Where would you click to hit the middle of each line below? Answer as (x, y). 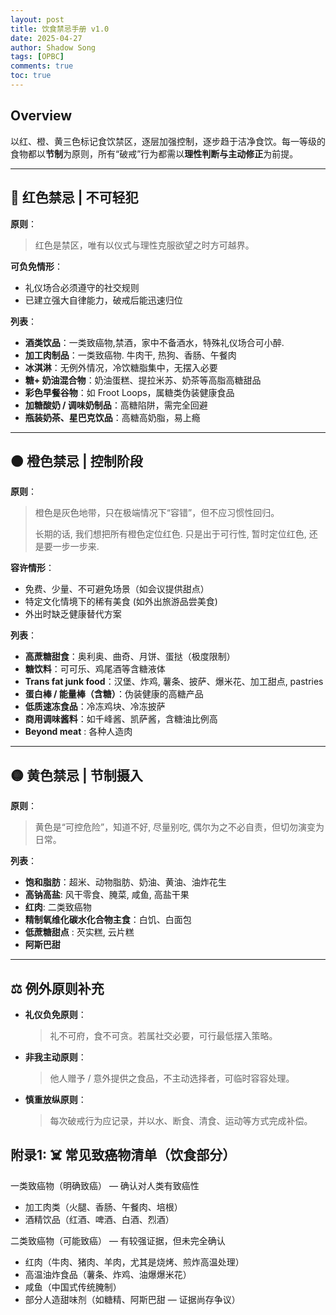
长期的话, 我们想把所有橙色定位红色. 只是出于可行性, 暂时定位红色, (170, 534)
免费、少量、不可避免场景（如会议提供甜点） (117, 589)
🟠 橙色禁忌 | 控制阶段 (76, 461)
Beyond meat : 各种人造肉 (78, 732)
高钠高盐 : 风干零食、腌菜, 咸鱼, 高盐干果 (107, 895)
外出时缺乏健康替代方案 (73, 614)
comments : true (42, 66)
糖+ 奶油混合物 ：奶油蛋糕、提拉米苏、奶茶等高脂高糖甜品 (143, 380)
